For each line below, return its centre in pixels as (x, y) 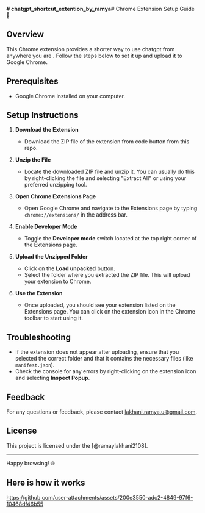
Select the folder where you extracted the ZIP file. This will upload (107, 275)
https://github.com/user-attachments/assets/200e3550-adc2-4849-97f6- (100, 497)
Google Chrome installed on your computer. (70, 96)
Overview (25, 34)
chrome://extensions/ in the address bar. (76, 215)
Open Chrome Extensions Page (56, 196)
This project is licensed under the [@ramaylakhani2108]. (77, 445)
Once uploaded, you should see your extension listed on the (100, 305)
